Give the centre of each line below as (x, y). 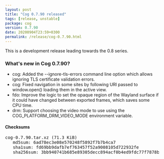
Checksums (18, 127)
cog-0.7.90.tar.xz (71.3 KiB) (41, 138)
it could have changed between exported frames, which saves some (81, 100)
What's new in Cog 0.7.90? (38, 63)
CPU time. (22, 105)
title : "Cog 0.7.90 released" (36, 14)
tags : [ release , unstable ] (32, 19)
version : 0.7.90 (21, 28)
